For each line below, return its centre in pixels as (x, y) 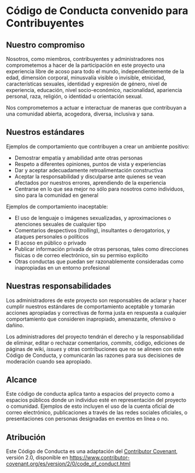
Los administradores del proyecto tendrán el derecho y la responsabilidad (95, 336)
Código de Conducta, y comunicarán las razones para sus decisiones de (94, 355)
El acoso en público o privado (50, 243)
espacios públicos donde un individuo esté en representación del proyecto (96, 400)
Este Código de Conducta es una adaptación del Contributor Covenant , (92, 451)
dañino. (15, 325)
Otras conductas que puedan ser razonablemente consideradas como (99, 261)
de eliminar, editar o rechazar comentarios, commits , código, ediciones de (96, 343)
